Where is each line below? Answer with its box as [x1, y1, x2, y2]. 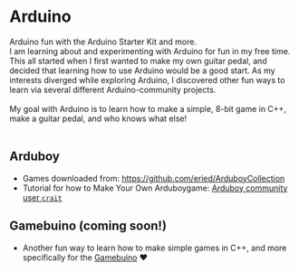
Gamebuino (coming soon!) [9, 219, 168, 234]
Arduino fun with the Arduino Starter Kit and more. [9, 36, 198, 47]
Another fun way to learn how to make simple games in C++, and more [22, 242, 287, 253]
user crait [22, 192, 63, 202]
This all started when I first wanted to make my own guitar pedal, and [9, 55, 267, 66]
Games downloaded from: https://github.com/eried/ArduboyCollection [22, 173, 285, 183]
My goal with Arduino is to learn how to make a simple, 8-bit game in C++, [9, 103, 287, 114]
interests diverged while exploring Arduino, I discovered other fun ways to [9, 74, 285, 85]
